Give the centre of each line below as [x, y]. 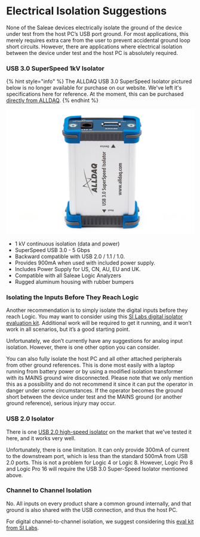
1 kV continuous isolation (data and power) [67, 244]
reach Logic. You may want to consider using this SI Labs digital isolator [95, 317]
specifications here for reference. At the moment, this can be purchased [95, 94]
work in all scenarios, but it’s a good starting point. [68, 329]
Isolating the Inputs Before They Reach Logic [73, 297]
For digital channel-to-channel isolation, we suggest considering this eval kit [100, 521]
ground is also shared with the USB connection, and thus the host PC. [92, 510]
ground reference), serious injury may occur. [61, 403]
